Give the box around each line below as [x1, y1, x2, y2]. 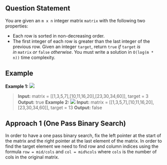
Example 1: [5, 83, 29, 89]
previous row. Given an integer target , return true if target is [12, 43, 141, 50]
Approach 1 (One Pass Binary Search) [5, 119, 126, 128]
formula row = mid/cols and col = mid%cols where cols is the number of [5, 149, 157, 155]
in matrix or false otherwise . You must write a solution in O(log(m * [12, 49, 154, 55]
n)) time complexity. [12, 54, 56, 60]
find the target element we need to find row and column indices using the [5, 143, 159, 149]
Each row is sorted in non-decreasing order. [12, 32, 105, 39]
